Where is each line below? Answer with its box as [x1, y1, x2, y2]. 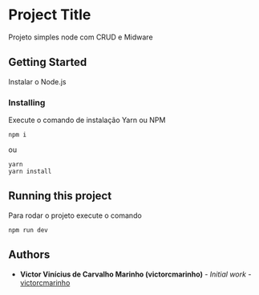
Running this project [8, 189, 112, 203]
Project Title [8, 6, 91, 24]
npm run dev [8, 226, 48, 234]
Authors [8, 248, 51, 262]
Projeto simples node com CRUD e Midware [8, 32, 154, 42]
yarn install [8, 167, 52, 176]
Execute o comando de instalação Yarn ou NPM [8, 115, 166, 125]
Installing [8, 96, 46, 108]
